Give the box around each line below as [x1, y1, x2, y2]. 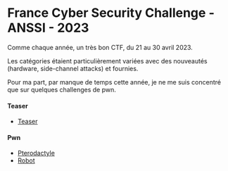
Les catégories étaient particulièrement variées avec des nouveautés [7, 56, 208, 65]
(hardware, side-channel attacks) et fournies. [7, 64, 139, 72]
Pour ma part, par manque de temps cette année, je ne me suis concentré [7, 77, 222, 86]
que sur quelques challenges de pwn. [7, 85, 116, 94]
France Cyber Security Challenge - [7, 5, 215, 21]
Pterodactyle [17, 149, 55, 158]
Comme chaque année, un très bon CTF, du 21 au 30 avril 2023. [7, 43, 194, 51]
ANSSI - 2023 [7, 20, 89, 36]
